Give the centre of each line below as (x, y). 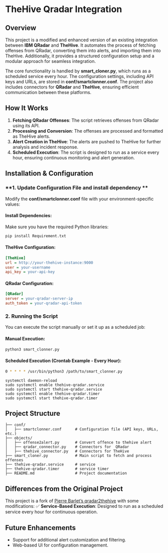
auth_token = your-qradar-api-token (44, 303)
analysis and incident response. (45, 147)
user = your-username (28, 267)
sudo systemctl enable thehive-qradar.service (55, 385)
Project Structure (33, 413)
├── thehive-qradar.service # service (50, 465)
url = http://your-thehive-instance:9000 (49, 262)
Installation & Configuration (49, 174)
